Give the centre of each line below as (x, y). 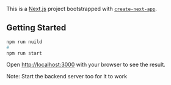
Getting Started (36, 28)
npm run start (24, 53)
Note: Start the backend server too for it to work (67, 76)
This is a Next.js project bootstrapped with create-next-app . (82, 9)
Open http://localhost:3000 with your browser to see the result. (86, 65)
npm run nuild (24, 42)
